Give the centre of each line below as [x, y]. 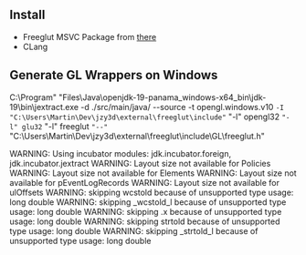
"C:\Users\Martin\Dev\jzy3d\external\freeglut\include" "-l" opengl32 [145, 117]
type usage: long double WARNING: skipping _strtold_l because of [134, 230]
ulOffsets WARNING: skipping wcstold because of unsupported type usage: [152, 192]
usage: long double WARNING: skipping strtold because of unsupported [145, 221]
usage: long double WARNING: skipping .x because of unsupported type [146, 211]
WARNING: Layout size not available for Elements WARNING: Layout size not [153, 173]
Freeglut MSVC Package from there [90, 36]
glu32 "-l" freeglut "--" [64, 126]
